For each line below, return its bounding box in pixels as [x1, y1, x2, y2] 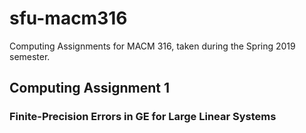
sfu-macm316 [9, 7, 128, 30]
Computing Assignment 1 [9, 80, 171, 97]
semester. [9, 50, 51, 62]
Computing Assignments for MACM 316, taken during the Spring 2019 [9, 40, 296, 52]
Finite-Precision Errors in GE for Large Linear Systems [9, 110, 277, 124]
